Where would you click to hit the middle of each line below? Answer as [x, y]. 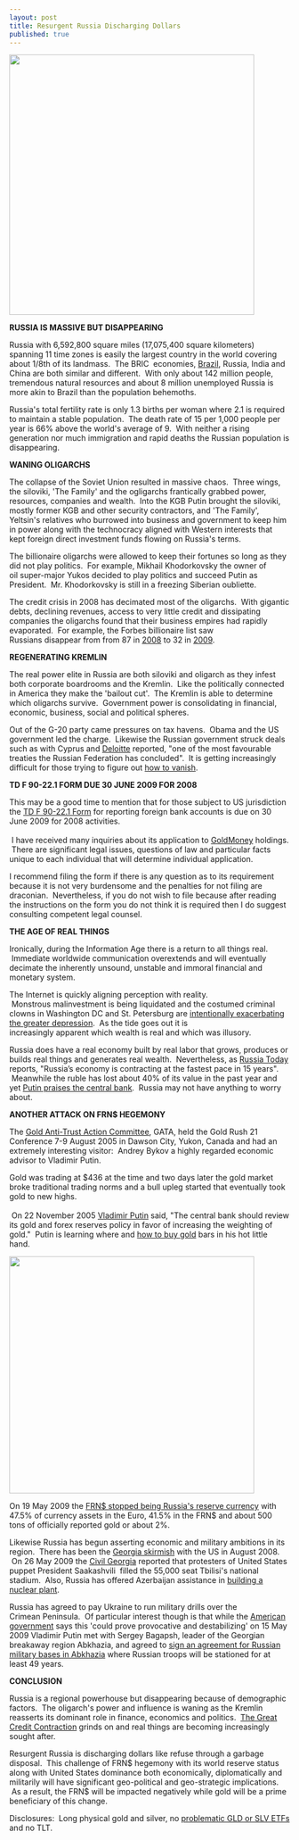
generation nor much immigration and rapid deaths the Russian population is [149, 438]
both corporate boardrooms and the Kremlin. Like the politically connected [147, 684]
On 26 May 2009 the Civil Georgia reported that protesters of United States [149, 1562]
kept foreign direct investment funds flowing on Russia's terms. [125, 539]
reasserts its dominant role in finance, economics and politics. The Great [143, 1718]
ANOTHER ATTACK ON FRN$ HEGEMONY [88, 1115]
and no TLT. [31, 1828]
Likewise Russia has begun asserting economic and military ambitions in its [147, 1542]
